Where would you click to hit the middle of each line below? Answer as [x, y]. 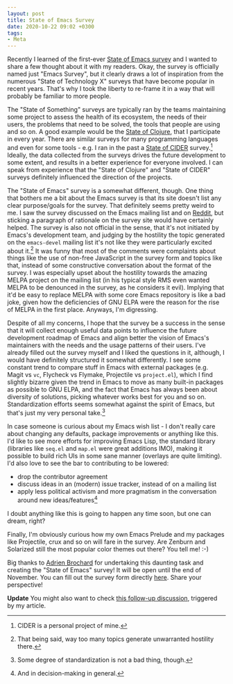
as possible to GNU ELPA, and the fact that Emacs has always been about [112, 390]
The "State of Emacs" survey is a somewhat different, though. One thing [110, 190]
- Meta [17, 40]
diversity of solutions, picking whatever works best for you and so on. [107, 397]
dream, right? [26, 521]
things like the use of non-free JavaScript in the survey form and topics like [115, 258]
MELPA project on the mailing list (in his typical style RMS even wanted [109, 280]
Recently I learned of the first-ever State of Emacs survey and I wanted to [112, 59]
